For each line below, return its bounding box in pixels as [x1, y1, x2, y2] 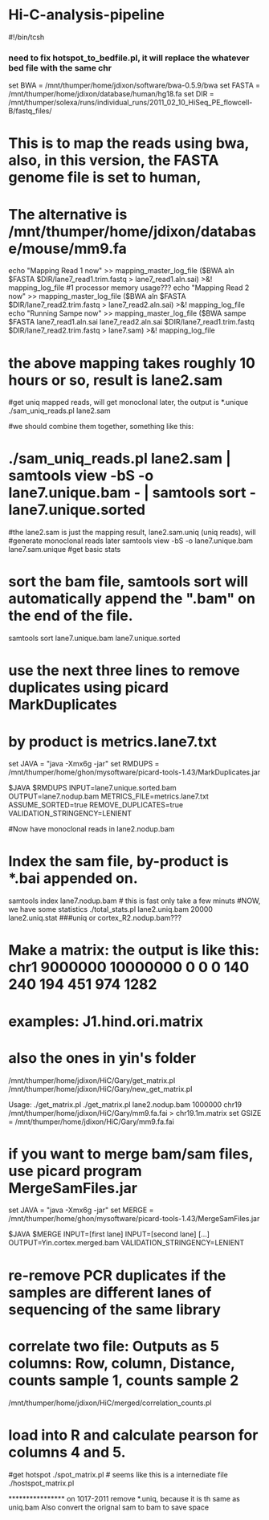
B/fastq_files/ [8, 106, 52, 116]
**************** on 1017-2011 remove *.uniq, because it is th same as [8, 1493, 241, 1503]
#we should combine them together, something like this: [8, 422, 194, 431]
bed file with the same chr [8, 62, 112, 73]
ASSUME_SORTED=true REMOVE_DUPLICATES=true [8, 800, 184, 810]
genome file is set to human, [8, 169, 202, 186]
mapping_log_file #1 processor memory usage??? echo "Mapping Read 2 [8, 283, 250, 292]
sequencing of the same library [8, 1300, 221, 1318]
